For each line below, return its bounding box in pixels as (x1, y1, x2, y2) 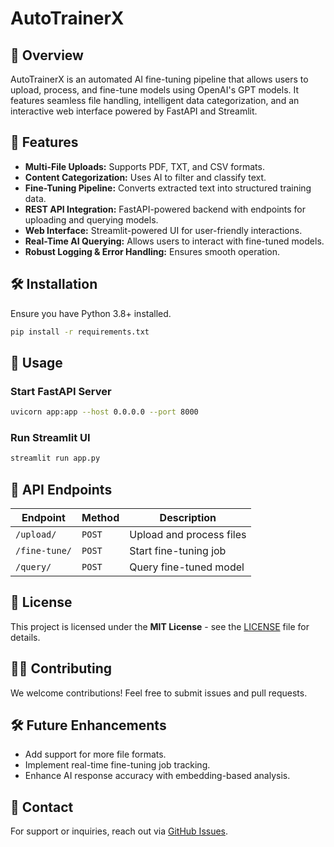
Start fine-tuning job (129, 544, 227, 558)
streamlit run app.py (10, 453, 101, 464)
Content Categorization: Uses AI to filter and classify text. (24, 171, 267, 183)
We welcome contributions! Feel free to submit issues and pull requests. (10, 687, 308, 699)
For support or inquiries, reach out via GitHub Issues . (10, 825, 229, 837)
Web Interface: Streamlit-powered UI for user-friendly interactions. (24, 224, 303, 236)
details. (10, 631, 41, 643)
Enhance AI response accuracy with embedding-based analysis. (24, 770, 291, 782)
